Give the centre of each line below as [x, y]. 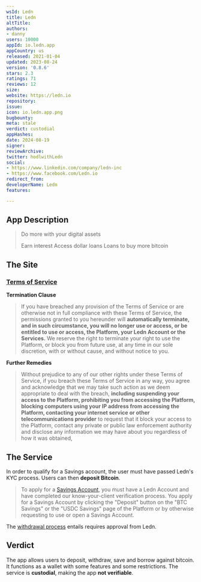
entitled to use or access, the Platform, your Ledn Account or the [103, 332]
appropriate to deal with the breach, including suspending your [100, 394]
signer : [16, 145]
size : [13, 90]
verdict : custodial [31, 129]
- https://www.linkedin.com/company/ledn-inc [64, 168]
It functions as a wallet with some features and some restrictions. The [92, 566]
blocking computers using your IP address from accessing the [100, 406]
